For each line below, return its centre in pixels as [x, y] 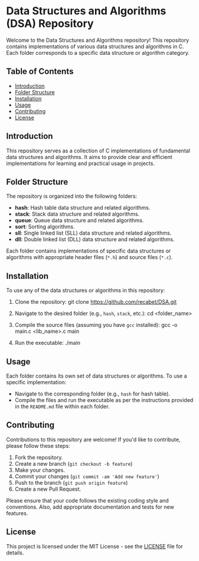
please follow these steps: [38, 445]
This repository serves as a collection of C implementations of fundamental [98, 151]
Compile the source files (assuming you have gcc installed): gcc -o [96, 325]
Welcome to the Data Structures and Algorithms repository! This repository [98, 40]
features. [17, 513]
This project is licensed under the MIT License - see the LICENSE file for [94, 546]
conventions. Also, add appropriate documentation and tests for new [90, 507]
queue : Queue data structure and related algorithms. [79, 220]
